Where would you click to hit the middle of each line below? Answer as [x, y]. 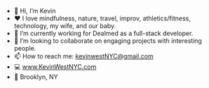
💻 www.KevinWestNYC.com [55, 67]
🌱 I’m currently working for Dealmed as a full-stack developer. [103, 33]
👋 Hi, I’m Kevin [35, 11]
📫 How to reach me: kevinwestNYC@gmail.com [83, 56]
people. [25, 48]
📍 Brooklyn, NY [36, 77]
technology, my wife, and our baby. [65, 26]
